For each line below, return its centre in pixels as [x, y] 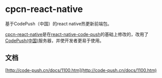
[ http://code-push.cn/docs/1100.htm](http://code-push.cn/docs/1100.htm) [81, 70]
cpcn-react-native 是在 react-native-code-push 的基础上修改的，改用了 [77, 34]
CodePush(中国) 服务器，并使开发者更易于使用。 [55, 40]
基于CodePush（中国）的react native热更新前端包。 [59, 23]
